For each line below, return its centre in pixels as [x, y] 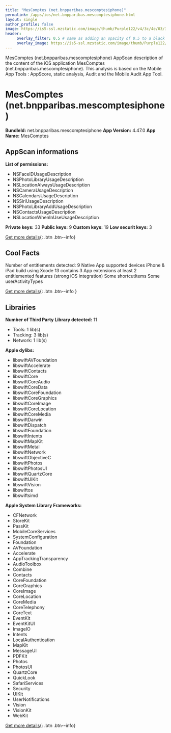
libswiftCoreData [30, 387]
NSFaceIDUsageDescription [42, 174]
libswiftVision [27, 485]
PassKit [21, 526]
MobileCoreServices [34, 532]
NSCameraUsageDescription [43, 190]
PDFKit [20, 656]
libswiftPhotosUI [30, 468]
